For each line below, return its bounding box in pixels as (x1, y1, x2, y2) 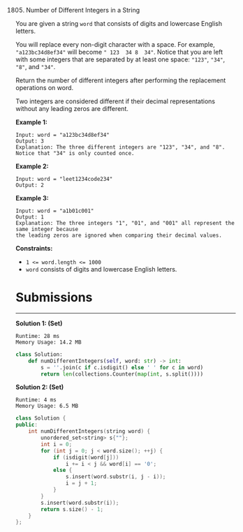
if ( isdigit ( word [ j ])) (52, 454, 119, 461)
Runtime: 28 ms (15, 332, 60, 339)
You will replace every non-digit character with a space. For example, (15, 40, 216, 48)
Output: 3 (15, 138, 45, 145)
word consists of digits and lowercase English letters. (25, 265, 177, 273)
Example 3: (15, 194, 49, 202)
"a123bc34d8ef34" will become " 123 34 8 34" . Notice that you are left (15, 48, 223, 56)
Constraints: (15, 244, 53, 252)
